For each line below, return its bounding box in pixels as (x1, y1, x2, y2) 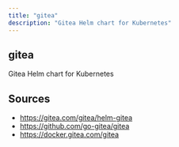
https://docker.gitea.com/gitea (19, 130, 120, 139)
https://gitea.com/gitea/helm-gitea (19, 113, 133, 122)
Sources (8, 92, 51, 105)
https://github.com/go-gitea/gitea (19, 122, 130, 131)
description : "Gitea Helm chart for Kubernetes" (8, 19, 172, 27)
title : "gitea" (8, 11, 59, 20)
